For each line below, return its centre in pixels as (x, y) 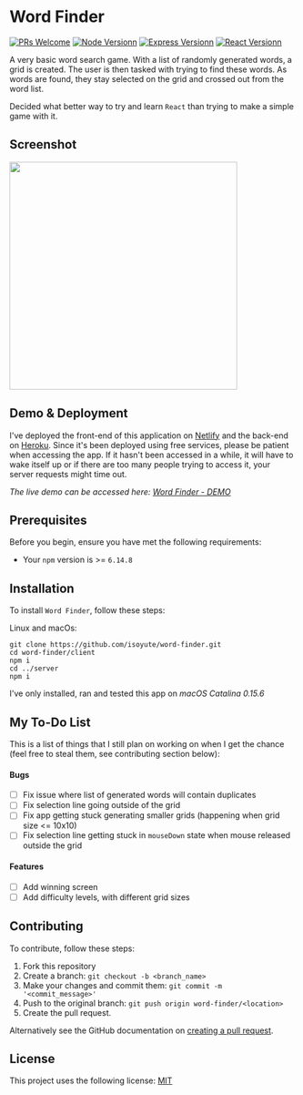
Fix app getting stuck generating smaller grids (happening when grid (151, 815)
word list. (26, 88)
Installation (42, 588)
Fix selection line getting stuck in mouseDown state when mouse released (157, 835)
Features (26, 866)
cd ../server (34, 669)
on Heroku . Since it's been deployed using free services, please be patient (149, 445)
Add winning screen (60, 886)
